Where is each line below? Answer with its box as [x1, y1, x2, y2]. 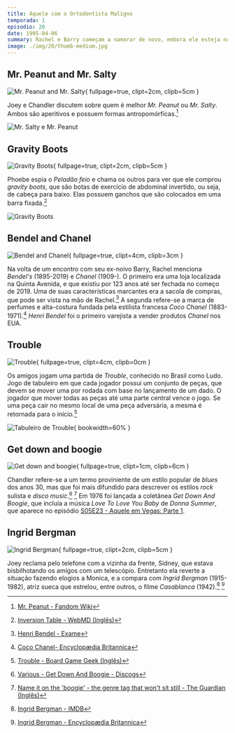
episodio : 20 [7, 23, 45, 30]
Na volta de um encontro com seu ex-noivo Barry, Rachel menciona [7, 264, 202, 273]
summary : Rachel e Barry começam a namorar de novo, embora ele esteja [7, 36, 220, 43]
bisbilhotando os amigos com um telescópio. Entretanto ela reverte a [7, 566, 205, 574]
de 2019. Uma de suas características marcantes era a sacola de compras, [7, 287, 222, 295]
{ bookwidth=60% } [73, 423, 131, 432]
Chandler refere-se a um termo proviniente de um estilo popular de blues [7, 476, 218, 484]
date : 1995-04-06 [7, 29, 58, 37]
